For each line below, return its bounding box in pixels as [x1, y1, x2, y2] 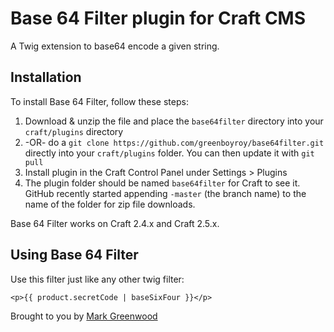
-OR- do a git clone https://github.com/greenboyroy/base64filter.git [24, 136, 325, 148]
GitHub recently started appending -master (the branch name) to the [24, 187, 307, 199]
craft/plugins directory [24, 125, 124, 137]
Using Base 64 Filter [10, 247, 139, 264]
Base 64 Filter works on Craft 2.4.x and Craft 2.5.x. [10, 217, 220, 229]
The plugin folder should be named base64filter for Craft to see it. [24, 177, 301, 189]
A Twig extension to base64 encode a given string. [10, 40, 220, 52]
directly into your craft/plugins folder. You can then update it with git [24, 147, 315, 159]
